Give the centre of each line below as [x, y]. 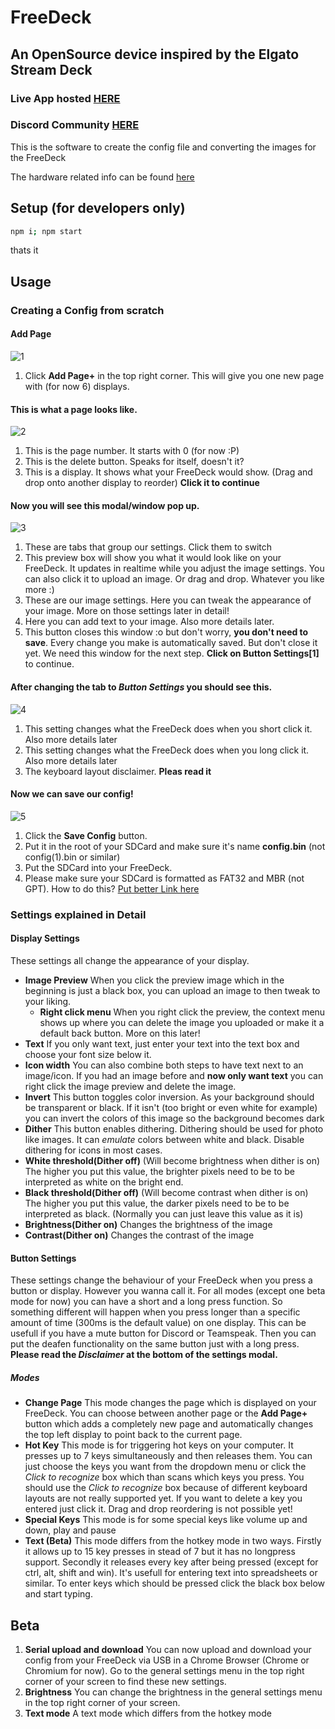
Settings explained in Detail [78, 914]
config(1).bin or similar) [72, 857]
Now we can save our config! [72, 794]
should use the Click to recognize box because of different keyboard [166, 1488]
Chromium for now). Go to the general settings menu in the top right [164, 1670]
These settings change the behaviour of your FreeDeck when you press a [161, 1280]
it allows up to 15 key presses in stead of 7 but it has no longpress [160, 1552]
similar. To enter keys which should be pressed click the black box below [175, 1583]
